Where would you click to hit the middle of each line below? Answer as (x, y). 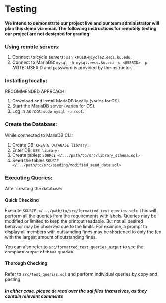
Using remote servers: (33, 47)
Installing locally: (26, 80)
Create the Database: (31, 124)
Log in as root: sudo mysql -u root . (48, 111)
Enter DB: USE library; (36, 150)
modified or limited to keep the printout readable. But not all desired (74, 221)
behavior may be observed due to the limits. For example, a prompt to (76, 227)
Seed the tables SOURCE (36, 160)
